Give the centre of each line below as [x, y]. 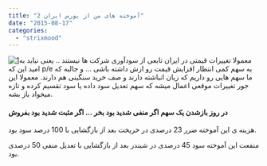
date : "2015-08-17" [41, 23]
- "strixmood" [39, 38]
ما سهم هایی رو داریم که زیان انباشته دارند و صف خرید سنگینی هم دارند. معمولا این [130, 77]
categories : [28, 30]
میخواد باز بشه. [31, 94]
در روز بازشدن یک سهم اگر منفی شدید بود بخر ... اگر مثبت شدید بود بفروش [118, 112]
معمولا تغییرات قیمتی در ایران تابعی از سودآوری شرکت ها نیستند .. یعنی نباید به [135, 60]
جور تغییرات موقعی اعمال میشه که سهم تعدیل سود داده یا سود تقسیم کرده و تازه [129, 86]
